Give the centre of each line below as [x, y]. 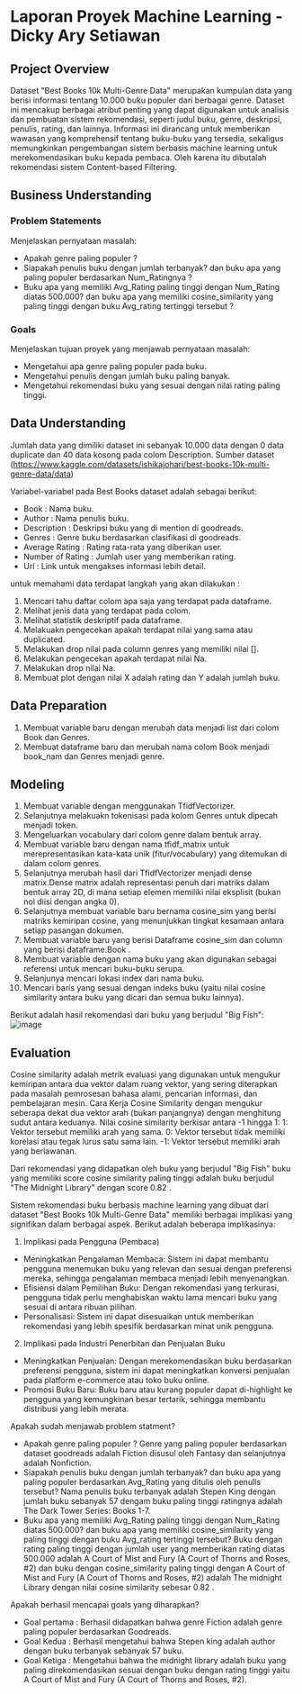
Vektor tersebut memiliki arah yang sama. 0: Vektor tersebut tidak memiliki [148, 1132]
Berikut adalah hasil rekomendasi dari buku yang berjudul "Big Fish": [137, 1015]
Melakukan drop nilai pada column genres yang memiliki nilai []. [141, 648]
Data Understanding [68, 424]
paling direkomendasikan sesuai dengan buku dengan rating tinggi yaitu [156, 1670]
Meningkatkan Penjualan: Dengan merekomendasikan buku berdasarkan [158, 1361]
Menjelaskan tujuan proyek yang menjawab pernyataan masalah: [130, 349]
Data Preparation [58, 706]
